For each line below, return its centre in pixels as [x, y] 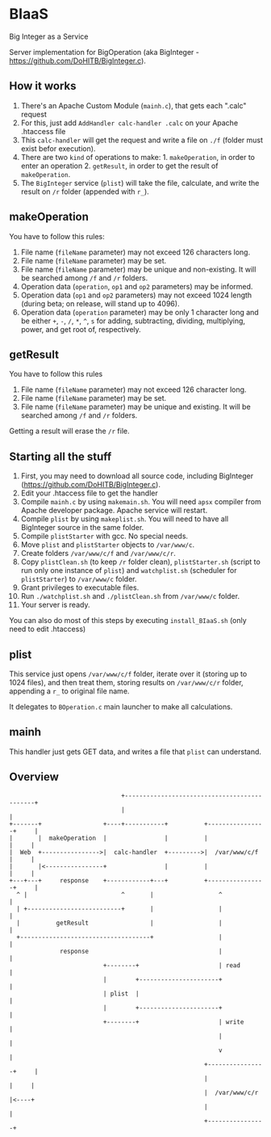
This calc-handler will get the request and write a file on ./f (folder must [142, 140]
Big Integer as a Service [49, 36]
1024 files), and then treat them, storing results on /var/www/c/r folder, [127, 682]
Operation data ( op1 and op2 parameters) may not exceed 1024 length [136, 295]
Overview [34, 777]
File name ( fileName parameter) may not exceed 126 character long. [133, 390]
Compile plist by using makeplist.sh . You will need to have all [125, 519]
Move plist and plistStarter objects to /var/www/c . [108, 545]
